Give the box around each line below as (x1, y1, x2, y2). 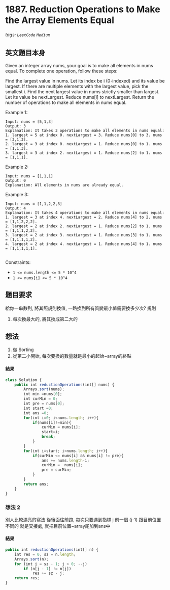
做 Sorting (12, 346, 34, 353)
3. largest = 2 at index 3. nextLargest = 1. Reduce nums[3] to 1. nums (5, 232, 162, 237)
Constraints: (5, 259, 31, 265)
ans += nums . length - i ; (41, 458, 90, 463)
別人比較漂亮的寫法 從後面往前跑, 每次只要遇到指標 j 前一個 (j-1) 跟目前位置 (5, 516, 161, 523)
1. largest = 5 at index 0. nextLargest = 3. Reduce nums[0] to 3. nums (5, 132, 162, 138)
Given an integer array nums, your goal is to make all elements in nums (5, 62, 153, 68)
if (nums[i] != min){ (32, 420, 72, 425)
